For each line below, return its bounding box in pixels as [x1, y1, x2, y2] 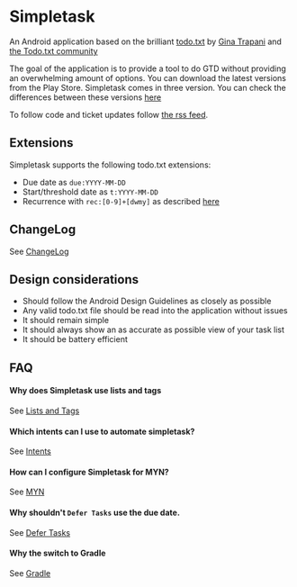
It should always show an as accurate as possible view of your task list [22, 324, 285, 335]
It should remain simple [22, 315, 110, 326]
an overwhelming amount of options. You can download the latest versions [9, 72, 286, 83]
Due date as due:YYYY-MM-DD [22, 176, 126, 187]
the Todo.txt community [9, 45, 98, 56]
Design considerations [9, 272, 139, 287]
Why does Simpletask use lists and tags [9, 385, 162, 396]
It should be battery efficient [22, 334, 129, 345]
